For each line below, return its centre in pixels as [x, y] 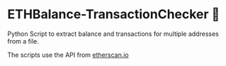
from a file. [23, 41]
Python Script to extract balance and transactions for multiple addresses [113, 34]
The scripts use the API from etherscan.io [68, 55]
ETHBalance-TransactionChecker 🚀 [114, 14]
